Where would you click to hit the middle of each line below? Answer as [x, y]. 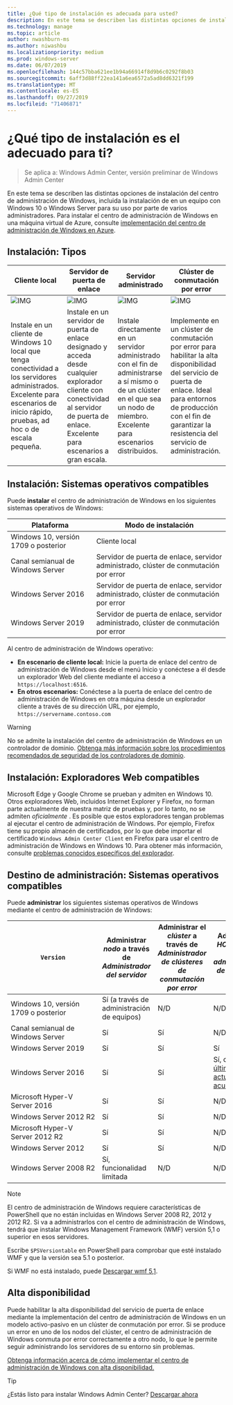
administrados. [35, 385]
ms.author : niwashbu [37, 46]
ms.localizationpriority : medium [55, 53]
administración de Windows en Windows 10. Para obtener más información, [115, 846]
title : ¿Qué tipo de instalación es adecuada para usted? [93, 14]
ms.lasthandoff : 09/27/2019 [48, 98]
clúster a [182, 936]
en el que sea [139, 399]
